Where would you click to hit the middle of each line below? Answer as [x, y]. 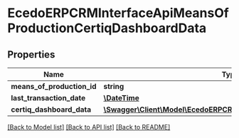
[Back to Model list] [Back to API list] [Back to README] [89, 127]
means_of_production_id [54, 86]
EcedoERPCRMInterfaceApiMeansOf [118, 13]
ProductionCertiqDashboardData [107, 28]
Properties [31, 54]
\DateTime [121, 98]
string [113, 86]
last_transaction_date [48, 98]
